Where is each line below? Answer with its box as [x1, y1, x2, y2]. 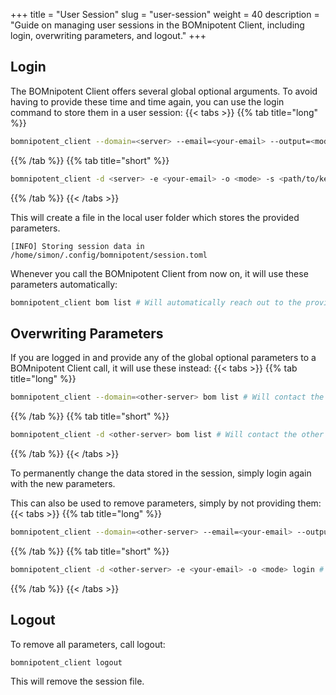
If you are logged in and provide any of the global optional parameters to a [10, 352, 317, 364]
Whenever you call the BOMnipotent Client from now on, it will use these [10, 267, 309, 279]
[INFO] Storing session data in [10, 241, 145, 251]
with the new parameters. [10, 478, 116, 489]
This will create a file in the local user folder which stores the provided [10, 211, 300, 223]
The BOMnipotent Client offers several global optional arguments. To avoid [10, 85, 318, 97]
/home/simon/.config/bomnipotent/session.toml [10, 250, 208, 260]
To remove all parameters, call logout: [10, 638, 166, 650]
